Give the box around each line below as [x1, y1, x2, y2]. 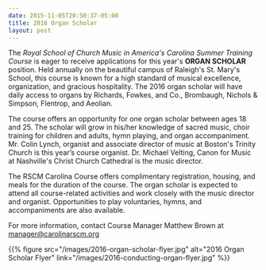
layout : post [8, 26, 52, 34]
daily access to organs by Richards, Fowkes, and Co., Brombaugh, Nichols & [8, 91, 258, 100]
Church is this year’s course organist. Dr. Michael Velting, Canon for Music [8, 148, 252, 157]
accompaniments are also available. [8, 206, 125, 215]
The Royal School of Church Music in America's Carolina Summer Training [8, 48, 253, 58]
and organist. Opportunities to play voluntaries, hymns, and [8, 197, 202, 206]
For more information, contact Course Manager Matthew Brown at [8, 221, 224, 230]
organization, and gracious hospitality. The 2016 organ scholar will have [8, 82, 243, 91]
